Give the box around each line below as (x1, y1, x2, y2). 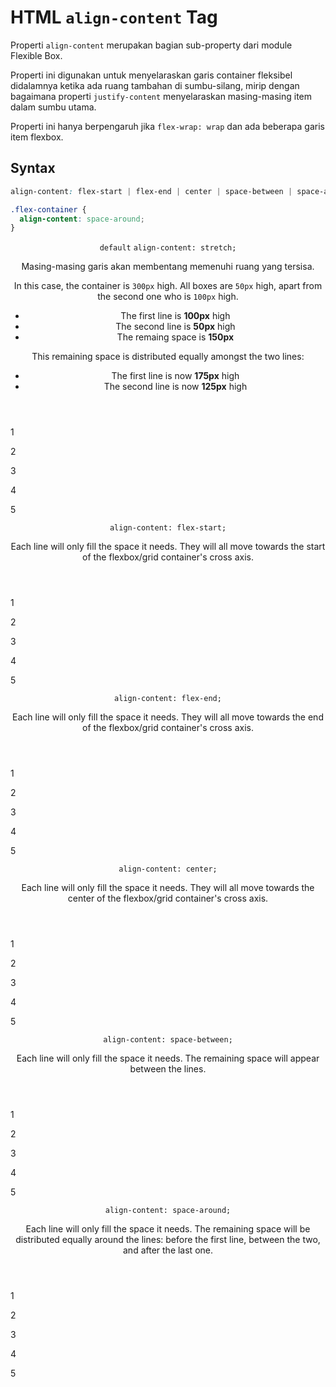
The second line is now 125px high (103, 381, 248, 393)
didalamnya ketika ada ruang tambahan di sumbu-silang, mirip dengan (10, 79, 300, 91)
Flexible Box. (10, 49, 63, 61)
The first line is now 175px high (111, 370, 240, 382)
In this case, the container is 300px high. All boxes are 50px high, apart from (13, 280, 323, 292)
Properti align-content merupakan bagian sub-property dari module (10, 39, 293, 51)
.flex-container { (10, 204, 87, 215)
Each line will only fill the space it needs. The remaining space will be (25, 1223, 311, 1235)
